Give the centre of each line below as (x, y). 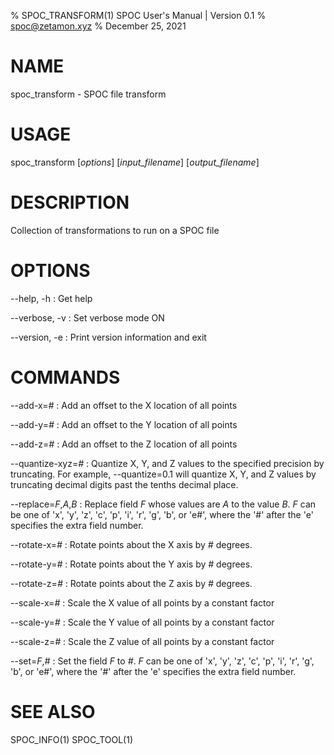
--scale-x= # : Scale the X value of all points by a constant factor (142, 602)
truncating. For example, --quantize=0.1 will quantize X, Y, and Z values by (163, 474)
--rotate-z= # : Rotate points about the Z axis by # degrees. (131, 583)
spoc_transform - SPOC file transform (88, 94)
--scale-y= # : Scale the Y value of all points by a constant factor (142, 622)
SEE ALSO (53, 711)
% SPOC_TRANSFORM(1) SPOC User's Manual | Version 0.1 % (138, 15)
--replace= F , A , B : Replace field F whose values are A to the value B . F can (163, 504)
